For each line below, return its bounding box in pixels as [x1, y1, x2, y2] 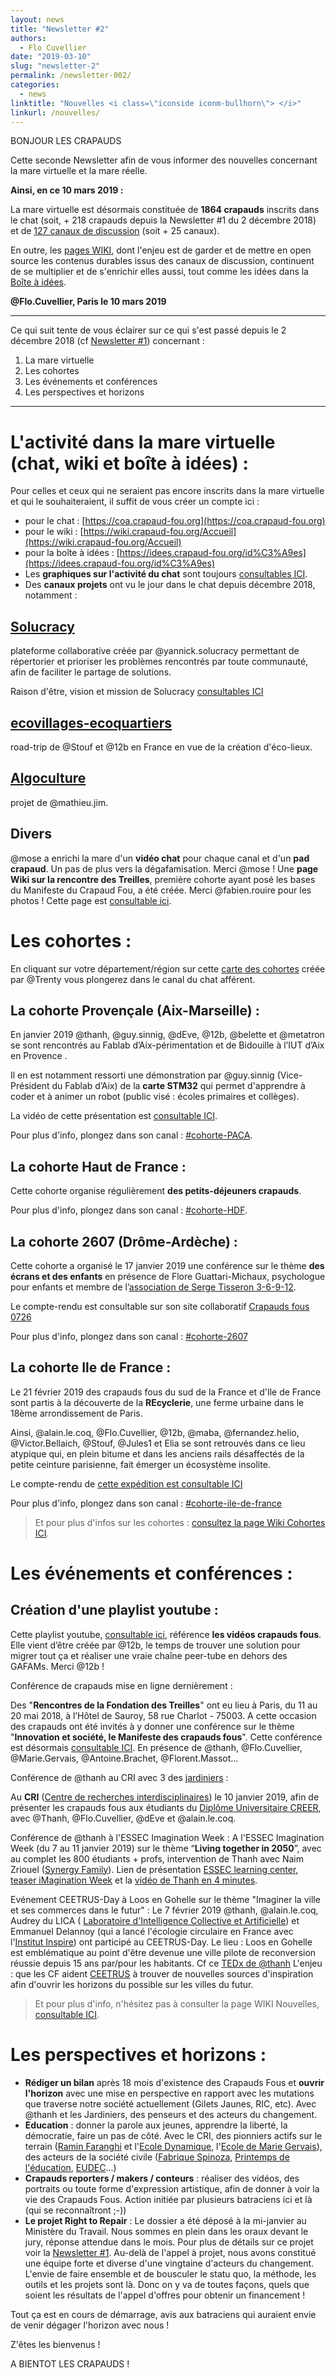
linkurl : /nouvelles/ [10, 107, 101, 118]
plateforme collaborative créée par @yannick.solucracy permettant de [10, 645, 300, 657]
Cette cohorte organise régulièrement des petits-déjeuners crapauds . [10, 1185, 302, 1197]
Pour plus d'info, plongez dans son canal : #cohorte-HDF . [10, 1204, 248, 1216]
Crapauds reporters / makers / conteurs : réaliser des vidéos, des [24, 2172, 300, 2184]
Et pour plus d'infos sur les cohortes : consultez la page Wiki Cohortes [34, 1516, 326, 1528]
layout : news [10, 14, 65, 25]
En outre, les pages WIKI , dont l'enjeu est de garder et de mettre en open [10, 244, 312, 256]
